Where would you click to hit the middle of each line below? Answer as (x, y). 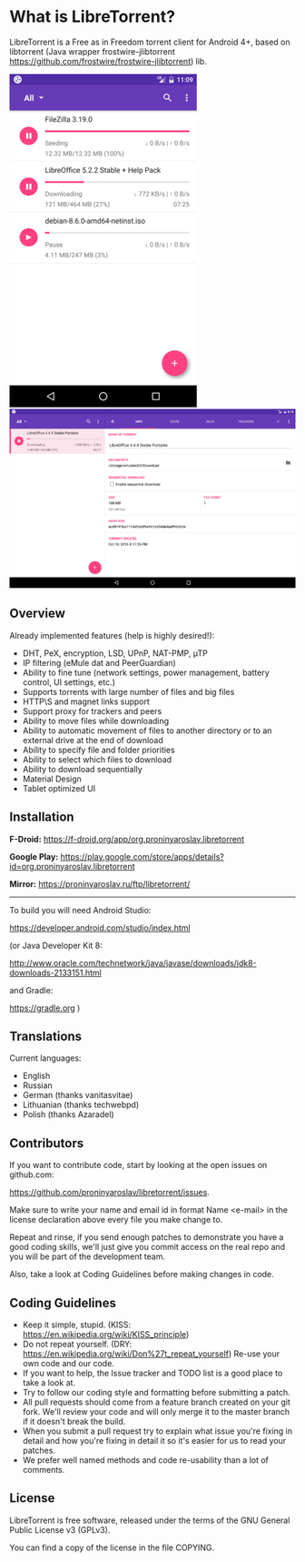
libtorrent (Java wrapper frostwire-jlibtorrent (92, 51)
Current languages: (45, 1058)
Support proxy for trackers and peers (92, 710)
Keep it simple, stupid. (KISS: (77, 1325)
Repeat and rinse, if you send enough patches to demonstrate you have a (147, 1237)
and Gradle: (31, 990)
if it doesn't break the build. (74, 1421)
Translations (46, 1036)
